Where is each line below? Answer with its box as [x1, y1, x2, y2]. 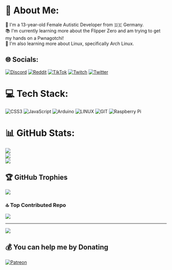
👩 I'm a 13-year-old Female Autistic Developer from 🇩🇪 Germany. [5, 22, 144, 28]
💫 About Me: [5, 5, 59, 16]
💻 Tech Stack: [5, 88, 69, 99]
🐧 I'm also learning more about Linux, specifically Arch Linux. [5, 40, 134, 47]
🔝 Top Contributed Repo [5, 202, 67, 209]
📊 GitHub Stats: [5, 127, 75, 139]
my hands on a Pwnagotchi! [5, 35, 64, 41]
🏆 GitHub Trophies [5, 173, 68, 182]
